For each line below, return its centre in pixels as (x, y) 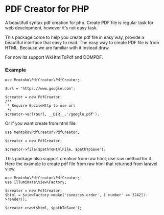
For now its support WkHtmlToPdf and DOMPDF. (54, 57)
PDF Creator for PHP (47, 9)
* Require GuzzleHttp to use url (41, 106)
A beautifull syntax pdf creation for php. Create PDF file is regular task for (79, 23)
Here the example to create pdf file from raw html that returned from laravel (81, 164)
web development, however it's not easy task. (51, 27)
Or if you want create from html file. (41, 123)
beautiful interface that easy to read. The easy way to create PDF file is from (82, 42)
